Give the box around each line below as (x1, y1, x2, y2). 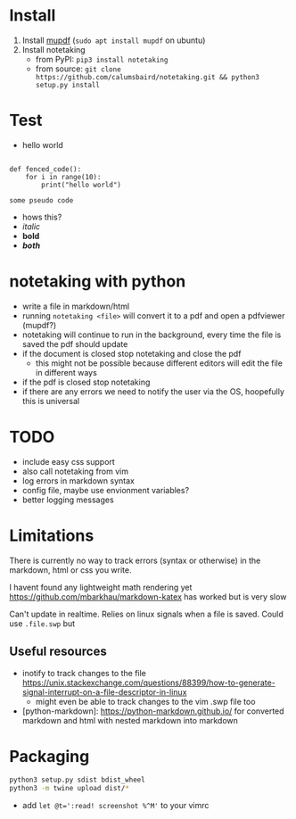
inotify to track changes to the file (21, 667, 147, 678)
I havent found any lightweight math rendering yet (9, 582, 193, 592)
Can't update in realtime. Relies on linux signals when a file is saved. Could (9, 608, 284, 619)
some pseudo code (9, 195, 74, 205)
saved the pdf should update (21, 338, 128, 349)
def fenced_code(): (9, 164, 82, 174)
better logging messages (21, 494, 114, 505)
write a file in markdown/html (21, 301, 130, 311)
